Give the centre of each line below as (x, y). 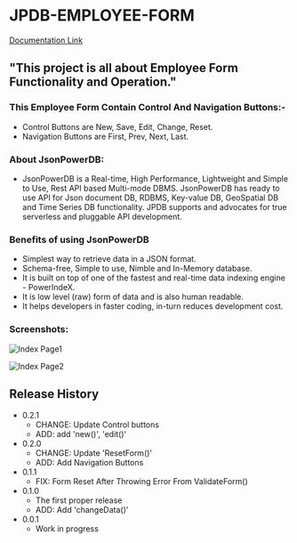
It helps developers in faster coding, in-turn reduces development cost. (153, 306)
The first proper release (79, 500)
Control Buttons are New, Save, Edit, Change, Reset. (117, 126)
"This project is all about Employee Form (124, 68)
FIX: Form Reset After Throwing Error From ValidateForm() (142, 482)
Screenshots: (39, 329)
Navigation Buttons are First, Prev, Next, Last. (105, 136)
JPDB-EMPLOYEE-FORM (102, 16)
